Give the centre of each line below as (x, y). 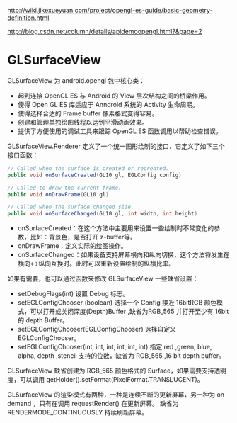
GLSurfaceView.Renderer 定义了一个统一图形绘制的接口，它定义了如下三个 (116, 146)
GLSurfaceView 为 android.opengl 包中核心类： (76, 80)
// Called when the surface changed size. (71, 207)
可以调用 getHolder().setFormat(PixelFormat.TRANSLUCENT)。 (111, 380)
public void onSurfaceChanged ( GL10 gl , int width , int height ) (103, 214)
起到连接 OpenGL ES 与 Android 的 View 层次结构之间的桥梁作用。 (114, 96)
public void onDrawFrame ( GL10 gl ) (58, 194)
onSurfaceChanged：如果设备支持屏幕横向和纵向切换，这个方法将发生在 (123, 255)
